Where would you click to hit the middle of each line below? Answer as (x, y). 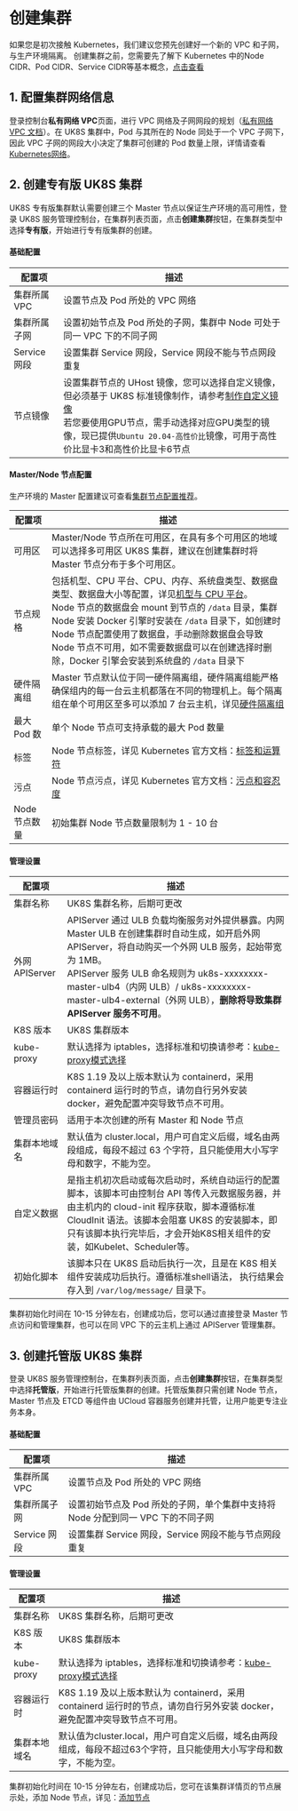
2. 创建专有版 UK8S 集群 (76, 184)
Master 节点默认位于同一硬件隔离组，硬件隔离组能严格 (165, 677)
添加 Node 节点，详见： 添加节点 (91, 1798)
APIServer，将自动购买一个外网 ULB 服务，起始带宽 (174, 947)
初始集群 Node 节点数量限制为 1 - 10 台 (135, 823)
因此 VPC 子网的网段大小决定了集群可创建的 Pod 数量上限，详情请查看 (137, 142)
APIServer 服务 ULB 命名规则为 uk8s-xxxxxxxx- (168, 974)
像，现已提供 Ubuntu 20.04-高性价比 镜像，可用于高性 (170, 435)
